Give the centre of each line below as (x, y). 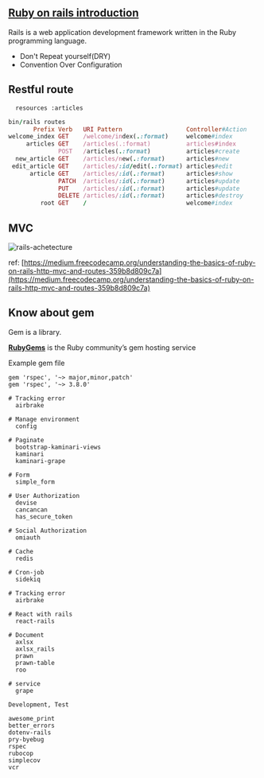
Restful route (41, 89)
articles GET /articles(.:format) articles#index (131, 144)
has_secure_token (44, 516)
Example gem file (37, 363)
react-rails (35, 621)
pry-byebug (26, 739)
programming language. (48, 41)
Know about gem (51, 313)
